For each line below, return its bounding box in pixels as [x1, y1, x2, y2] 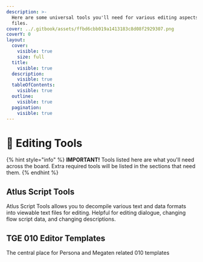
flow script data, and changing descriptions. [6, 215, 116, 223]
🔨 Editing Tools [6, 136, 83, 150]
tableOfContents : [11, 82, 56, 88]
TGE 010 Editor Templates [6, 233, 106, 243]
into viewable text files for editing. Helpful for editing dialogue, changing [6, 209, 186, 217]
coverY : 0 [6, 31, 31, 38]
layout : [6, 37, 26, 43]
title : [11, 59, 28, 65]
